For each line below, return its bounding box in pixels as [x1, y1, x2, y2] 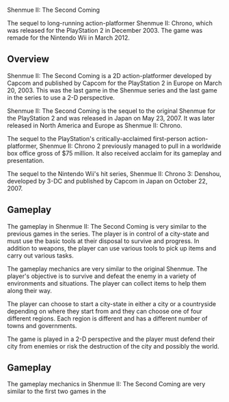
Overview [7, 53, 50, 65]
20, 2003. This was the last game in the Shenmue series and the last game [7, 86, 217, 95]
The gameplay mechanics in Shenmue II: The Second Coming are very [7, 380, 206, 388]
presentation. [7, 156, 44, 164]
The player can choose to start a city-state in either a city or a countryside [7, 299, 217, 307]
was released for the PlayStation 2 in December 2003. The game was [7, 27, 203, 34]
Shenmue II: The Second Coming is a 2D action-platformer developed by [7, 71, 212, 79]
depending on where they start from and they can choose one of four [7, 307, 203, 315]
